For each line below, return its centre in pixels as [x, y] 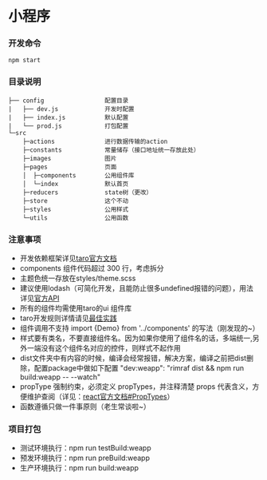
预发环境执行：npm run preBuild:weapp [84, 458]
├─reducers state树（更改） [88, 192]
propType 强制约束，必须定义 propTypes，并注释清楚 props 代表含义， [136, 387]
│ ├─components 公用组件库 [79, 175]
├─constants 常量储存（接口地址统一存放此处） [111, 150]
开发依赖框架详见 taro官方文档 [68, 258]
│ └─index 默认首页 [76, 184]
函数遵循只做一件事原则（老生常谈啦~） [85, 407]
